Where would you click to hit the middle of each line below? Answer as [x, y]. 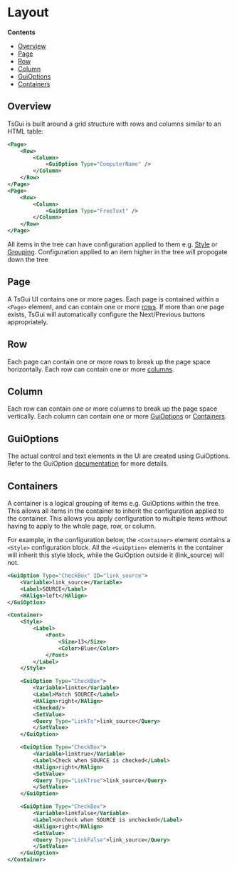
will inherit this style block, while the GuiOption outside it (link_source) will [116, 555]
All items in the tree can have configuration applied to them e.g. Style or [113, 244]
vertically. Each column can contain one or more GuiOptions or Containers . [117, 416]
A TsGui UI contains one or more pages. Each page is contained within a [113, 299]
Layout [28, 12]
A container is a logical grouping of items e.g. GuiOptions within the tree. [114, 504]
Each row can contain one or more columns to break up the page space [112, 409]
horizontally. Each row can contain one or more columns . [91, 369]
